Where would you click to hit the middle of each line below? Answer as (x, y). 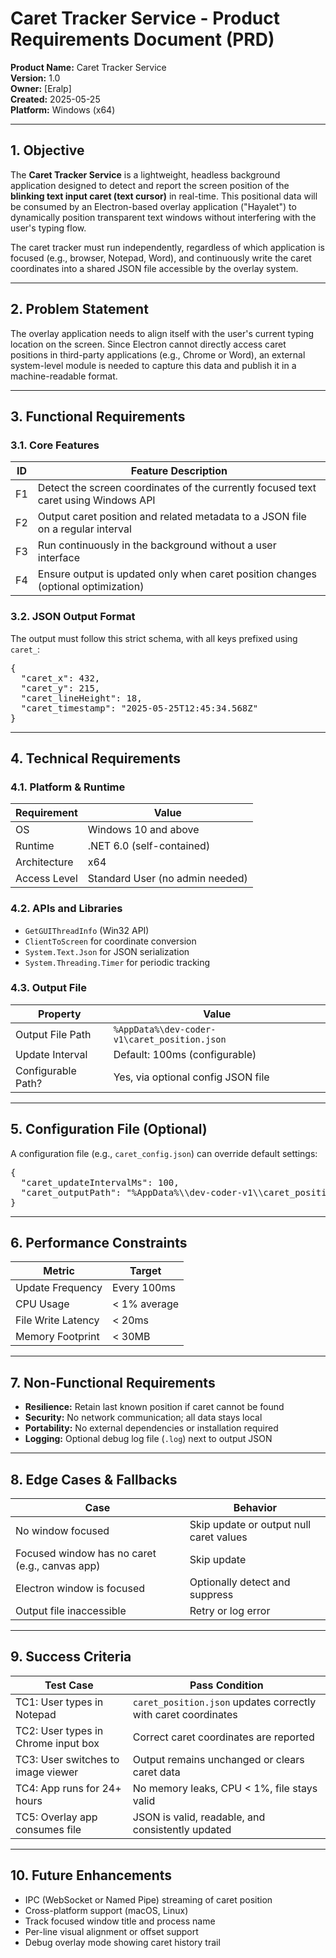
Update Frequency (59, 1288)
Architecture (44, 862)
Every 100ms (144, 1288)
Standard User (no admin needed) (167, 879)
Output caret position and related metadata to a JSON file (172, 517)
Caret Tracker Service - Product (145, 18)
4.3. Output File (49, 988)
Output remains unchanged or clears (218, 1759)
